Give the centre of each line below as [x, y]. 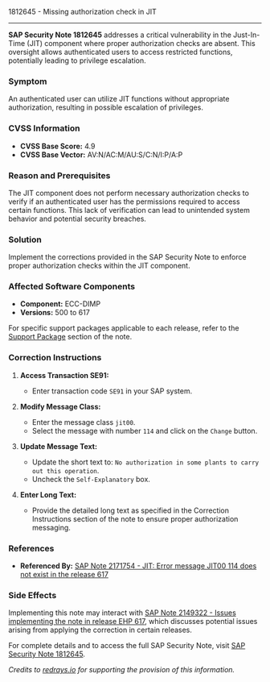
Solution [25, 239]
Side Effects [33, 595]
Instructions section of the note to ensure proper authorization [135, 518]
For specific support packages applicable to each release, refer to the [124, 328]
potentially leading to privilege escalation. [77, 60]
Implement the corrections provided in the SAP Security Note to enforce [127, 257]
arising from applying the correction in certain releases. [100, 630]
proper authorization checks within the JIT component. [99, 266]
